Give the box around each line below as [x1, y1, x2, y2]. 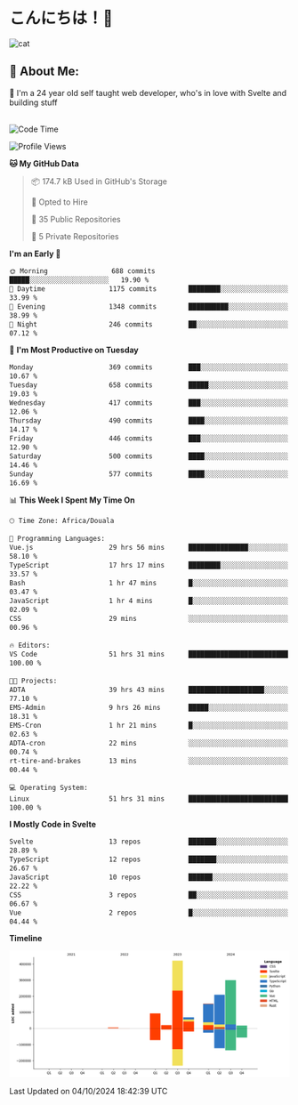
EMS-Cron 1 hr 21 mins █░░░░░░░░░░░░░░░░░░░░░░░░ [9, 721, 289, 730]
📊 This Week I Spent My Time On [9, 495, 135, 505]
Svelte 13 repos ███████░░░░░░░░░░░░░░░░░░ [9, 837, 289, 846]
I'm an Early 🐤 [9, 248, 61, 259]
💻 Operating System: [9, 783, 89, 792]
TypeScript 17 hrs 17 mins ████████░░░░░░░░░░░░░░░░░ [9, 561, 289, 569]
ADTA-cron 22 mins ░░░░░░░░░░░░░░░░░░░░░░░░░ [9, 738, 289, 747]
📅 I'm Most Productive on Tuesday [9, 344, 140, 355]
